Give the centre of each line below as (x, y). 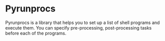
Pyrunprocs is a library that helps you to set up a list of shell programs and (82, 22)
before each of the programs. (36, 33)
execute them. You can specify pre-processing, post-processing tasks (78, 27)
